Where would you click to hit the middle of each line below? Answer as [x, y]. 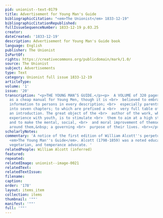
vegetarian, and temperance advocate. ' [51, 145]
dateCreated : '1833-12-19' [32, 37]
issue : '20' [17, 91]
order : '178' [18, 185]
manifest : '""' [20, 204]
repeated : [15, 158]
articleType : [18, 82]
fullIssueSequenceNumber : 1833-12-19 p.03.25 [52, 28]
